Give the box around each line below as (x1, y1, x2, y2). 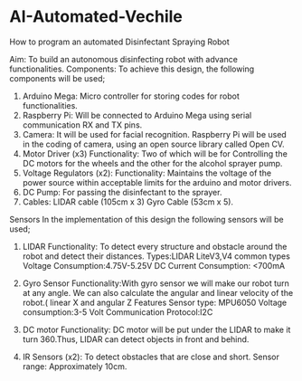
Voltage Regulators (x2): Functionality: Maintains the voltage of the (22, 167, 272, 178)
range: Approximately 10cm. (22, 360, 127, 372)
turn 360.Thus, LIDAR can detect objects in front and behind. (22, 333, 250, 345)
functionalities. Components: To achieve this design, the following (9, 63, 255, 74)
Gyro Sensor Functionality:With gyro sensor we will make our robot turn (22, 278, 289, 289)
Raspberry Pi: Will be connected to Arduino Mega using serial (22, 110, 252, 120)
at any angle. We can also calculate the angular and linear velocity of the (22, 287, 294, 298)
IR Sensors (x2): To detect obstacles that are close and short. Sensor (22, 351, 280, 362)
